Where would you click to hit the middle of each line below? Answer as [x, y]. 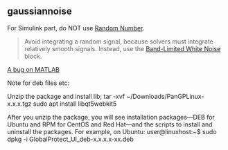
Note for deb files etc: [38, 83]
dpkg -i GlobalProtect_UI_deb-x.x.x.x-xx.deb [70, 139]
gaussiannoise [40, 11]
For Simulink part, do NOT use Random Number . [76, 28]
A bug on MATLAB [34, 69]
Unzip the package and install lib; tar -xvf [66, 96]
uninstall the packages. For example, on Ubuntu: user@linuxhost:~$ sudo [112, 131]
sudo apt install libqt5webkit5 [75, 104]
